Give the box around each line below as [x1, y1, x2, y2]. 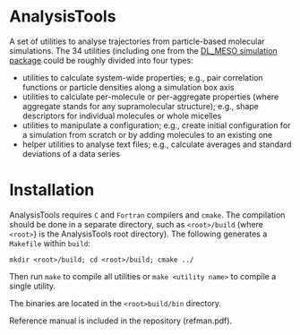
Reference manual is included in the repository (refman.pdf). [9, 315, 233, 326]
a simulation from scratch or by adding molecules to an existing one [21, 129, 273, 140]
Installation [9, 180, 95, 201]
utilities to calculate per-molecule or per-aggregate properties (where [21, 91, 279, 102]
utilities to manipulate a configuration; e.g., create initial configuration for [21, 119, 291, 131]
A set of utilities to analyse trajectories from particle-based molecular [9, 36, 266, 47]
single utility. [9, 280, 56, 291]
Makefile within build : [9, 237, 91, 248]
